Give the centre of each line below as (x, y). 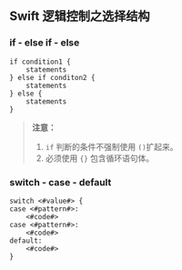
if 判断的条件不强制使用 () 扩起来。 (112, 146)
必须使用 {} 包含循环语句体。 (100, 158)
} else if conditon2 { (52, 77)
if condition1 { (40, 62)
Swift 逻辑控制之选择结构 (80, 16)
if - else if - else (45, 43)
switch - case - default (61, 182)
